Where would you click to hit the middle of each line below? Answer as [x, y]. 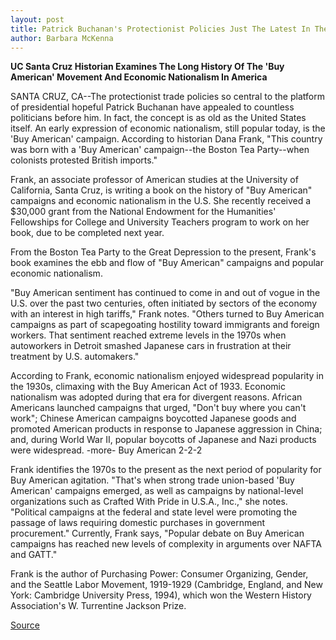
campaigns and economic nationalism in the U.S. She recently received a [161, 201]
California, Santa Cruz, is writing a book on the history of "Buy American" [161, 190]
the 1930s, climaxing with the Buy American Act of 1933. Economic [148, 387]
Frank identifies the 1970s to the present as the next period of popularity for [166, 470]
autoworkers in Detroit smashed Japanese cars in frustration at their [151, 346]
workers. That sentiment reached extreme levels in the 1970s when [148, 335]
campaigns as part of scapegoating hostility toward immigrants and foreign [165, 325]
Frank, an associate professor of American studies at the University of [154, 180]
